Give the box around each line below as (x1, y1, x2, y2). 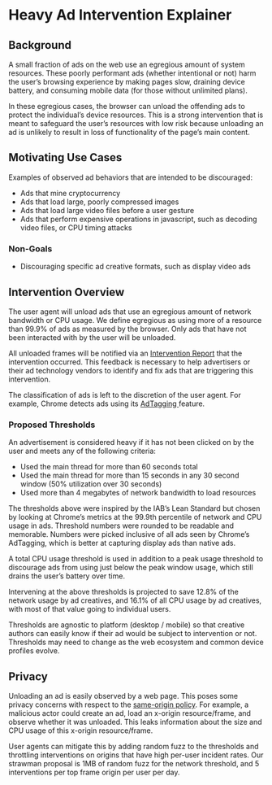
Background (8, 38, 71, 52)
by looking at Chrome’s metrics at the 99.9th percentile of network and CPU (8, 512, 262, 522)
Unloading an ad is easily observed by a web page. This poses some (8, 691, 239, 701)
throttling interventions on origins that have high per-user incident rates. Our (8, 750, 264, 760)
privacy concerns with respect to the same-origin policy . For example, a (8, 700, 249, 709)
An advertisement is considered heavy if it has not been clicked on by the (8, 438, 254, 447)
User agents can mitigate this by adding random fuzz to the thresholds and (8, 742, 259, 752)
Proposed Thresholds (8, 419, 96, 430)
